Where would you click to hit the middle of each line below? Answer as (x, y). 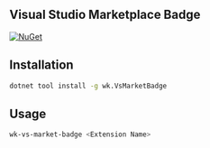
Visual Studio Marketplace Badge (105, 15)
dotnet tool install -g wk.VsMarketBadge (88, 86)
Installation (41, 65)
